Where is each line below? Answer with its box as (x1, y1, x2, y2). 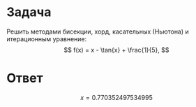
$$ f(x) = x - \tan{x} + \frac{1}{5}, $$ (63, 45, 169, 54)
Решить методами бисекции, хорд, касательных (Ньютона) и (6, 27, 189, 36)
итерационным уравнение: (6, 34, 87, 43)
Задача (6, 4, 52, 20)
